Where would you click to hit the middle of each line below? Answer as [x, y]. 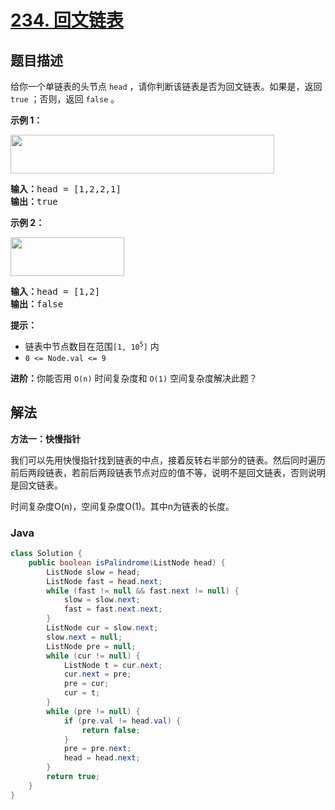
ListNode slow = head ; [93, 572]
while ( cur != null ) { [93, 656]
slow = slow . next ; [102, 600]
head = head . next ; [102, 758]
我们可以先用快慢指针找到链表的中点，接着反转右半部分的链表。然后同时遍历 [168, 460]
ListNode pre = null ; [91, 646]
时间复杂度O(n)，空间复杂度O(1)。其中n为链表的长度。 [122, 506]
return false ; [111, 730]
